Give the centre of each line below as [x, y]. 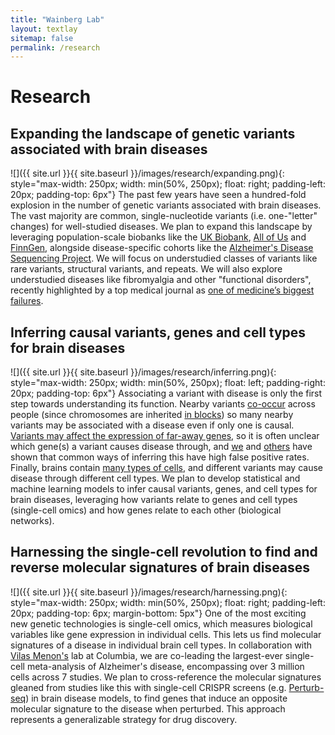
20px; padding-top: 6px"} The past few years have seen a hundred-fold [158, 195]
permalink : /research [55, 47]
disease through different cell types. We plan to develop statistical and [155, 478]
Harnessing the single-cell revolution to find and [164, 552]
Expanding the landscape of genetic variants [153, 133]
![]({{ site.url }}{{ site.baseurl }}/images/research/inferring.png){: [143, 372]
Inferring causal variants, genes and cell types [158, 332]
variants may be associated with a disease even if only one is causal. [152, 425]
